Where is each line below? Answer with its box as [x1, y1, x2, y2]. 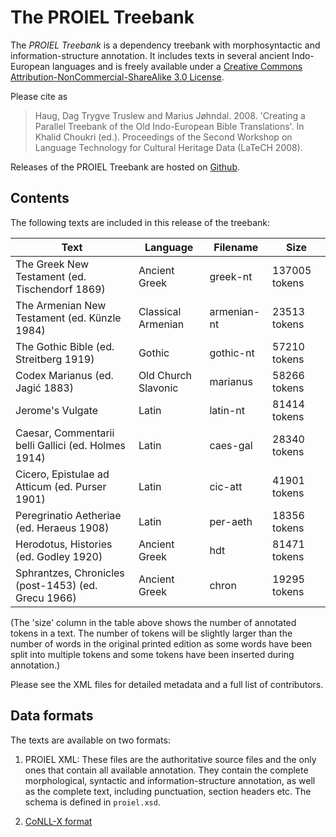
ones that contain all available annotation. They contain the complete [24, 764, 309, 776]
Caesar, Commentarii [15, 426, 115, 440]
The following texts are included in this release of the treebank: [10, 216, 271, 228]
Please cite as [10, 90, 68, 102]
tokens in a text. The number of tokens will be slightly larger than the [10, 627, 293, 639]
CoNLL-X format [24, 815, 93, 827]
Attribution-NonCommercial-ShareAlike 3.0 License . [10, 71, 225, 83]
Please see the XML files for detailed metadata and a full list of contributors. [10, 678, 324, 690]
